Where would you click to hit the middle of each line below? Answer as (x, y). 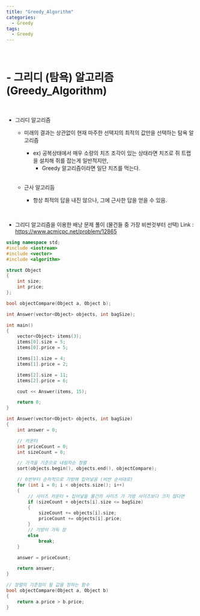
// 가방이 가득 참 (47, 530)
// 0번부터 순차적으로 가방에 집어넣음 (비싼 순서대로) (75, 480)
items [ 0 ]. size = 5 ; (41, 342)
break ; (47, 541)
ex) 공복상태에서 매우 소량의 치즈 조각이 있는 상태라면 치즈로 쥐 (106, 153)
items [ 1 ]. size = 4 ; (41, 359)
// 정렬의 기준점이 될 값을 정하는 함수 (48, 585)
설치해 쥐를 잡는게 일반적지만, (74, 161)
